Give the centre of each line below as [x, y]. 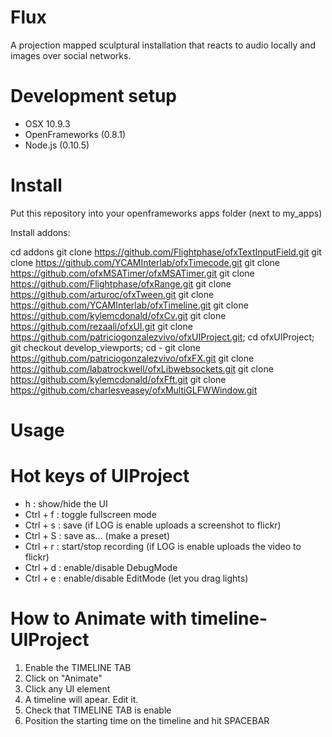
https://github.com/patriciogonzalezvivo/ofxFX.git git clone [132, 358]
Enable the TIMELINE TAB [78, 667]
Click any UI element [67, 688]
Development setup [94, 96]
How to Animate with [99, 618]
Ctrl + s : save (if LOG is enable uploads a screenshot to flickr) [153, 525]
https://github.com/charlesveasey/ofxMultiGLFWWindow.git [134, 390]
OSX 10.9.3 [47, 123]
